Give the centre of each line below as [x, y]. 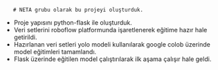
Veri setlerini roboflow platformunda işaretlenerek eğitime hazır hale [110, 30]
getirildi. [25, 37]
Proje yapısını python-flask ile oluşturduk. [73, 23]
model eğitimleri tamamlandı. [55, 52]
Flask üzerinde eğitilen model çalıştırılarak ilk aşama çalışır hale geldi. [112, 59]
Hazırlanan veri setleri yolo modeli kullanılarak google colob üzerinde [112, 44]
